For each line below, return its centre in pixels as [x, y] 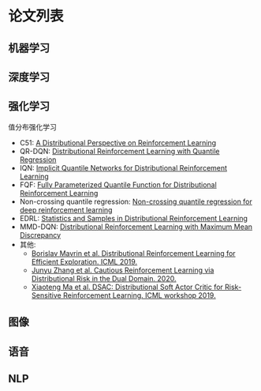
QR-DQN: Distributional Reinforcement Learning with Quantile [119, 151]
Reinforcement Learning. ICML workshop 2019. [139, 295]
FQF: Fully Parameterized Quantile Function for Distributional [118, 184]
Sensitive [46, 295]
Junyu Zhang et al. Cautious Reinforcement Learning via [123, 270]
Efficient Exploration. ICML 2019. [84, 261]
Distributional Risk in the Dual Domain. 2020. [104, 278]
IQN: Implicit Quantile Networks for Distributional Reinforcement [123, 167]
